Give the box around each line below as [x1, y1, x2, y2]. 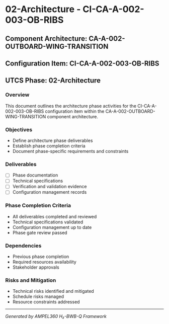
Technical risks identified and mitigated [12, 288, 94, 294]
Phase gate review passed [12, 229, 67, 235]
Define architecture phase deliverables [12, 137, 93, 143]
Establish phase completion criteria [12, 142, 86, 149]
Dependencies [5, 242, 42, 249]
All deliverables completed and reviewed [12, 213, 97, 219]
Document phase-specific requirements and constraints [12, 148, 129, 154]
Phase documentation [12, 172, 58, 178]
